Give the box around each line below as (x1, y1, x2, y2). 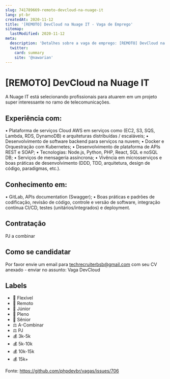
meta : (5, 36, 17, 41)
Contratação (5, 219, 46, 228)
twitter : (10, 45, 29, 50)
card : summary (14, 50, 44, 55)
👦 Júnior (12, 306, 31, 312)
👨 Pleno (12, 311, 30, 317)
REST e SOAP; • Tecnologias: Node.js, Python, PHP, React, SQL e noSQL (5, 149, 158, 156)
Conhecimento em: (5, 180, 67, 189)
